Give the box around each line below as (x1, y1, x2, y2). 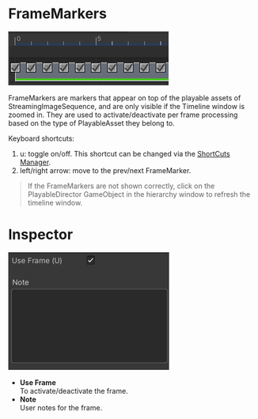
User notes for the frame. (19, 402, 103, 412)
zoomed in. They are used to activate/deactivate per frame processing (8, 110, 238, 119)
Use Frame (19, 377, 57, 387)
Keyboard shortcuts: (8, 134, 75, 143)
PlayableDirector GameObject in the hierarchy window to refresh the (27, 189, 251, 198)
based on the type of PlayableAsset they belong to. (8, 118, 176, 127)
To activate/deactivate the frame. (19, 386, 128, 395)
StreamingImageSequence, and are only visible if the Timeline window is (8, 101, 245, 111)
